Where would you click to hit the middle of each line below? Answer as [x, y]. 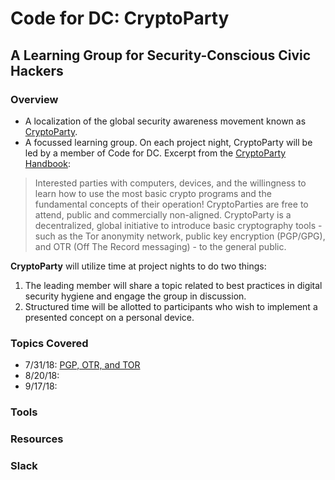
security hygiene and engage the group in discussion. [135, 296]
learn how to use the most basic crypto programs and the [153, 193]
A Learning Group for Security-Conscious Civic [161, 55]
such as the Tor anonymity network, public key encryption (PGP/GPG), [180, 236]
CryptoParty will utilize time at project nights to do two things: [138, 266]
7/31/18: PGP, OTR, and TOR [82, 365]
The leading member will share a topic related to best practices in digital [173, 285]
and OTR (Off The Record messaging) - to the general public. [160, 246]
